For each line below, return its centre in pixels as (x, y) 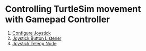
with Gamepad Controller (58, 19)
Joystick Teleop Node (34, 43)
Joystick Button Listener (37, 38)
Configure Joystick (31, 33)
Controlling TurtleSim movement (73, 9)
